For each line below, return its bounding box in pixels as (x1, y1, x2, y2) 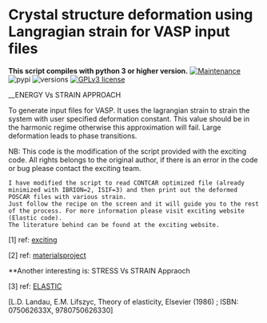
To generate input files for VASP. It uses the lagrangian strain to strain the (8, 106, 250, 115)
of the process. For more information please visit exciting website (8, 206, 245, 215)
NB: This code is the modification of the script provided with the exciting (8, 146, 247, 156)
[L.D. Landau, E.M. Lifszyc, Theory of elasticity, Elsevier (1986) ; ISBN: (8, 297, 239, 306)
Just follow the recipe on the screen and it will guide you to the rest (8, 200, 260, 208)
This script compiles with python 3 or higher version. (8, 66, 189, 75)
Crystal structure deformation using (8, 6, 253, 24)
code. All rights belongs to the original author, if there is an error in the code (8, 154, 258, 165)
